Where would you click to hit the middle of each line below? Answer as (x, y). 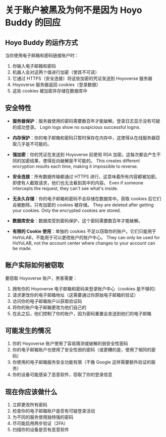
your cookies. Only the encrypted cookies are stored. (67, 210)
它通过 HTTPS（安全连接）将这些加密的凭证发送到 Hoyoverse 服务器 (82, 78)
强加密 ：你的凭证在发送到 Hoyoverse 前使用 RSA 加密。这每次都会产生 (84, 154)
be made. (22, 248)
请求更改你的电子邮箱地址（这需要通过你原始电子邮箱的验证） (75, 295)
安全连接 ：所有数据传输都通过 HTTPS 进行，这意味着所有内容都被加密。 (86, 176)
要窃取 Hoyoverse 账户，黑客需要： (41, 278)
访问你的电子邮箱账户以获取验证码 (47, 301)
